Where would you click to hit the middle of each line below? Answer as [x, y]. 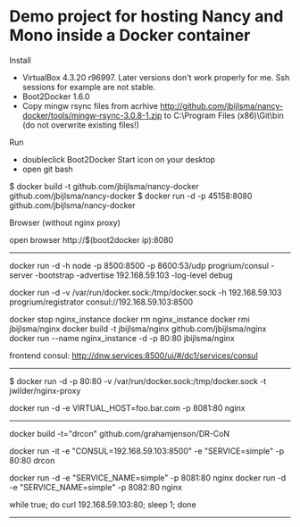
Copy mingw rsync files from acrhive [90, 105]
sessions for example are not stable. [89, 87]
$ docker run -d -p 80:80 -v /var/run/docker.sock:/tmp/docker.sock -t [138, 381]
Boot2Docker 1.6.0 [56, 96]
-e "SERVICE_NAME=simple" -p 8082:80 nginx [96, 487]
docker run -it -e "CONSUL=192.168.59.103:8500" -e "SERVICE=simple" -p [146, 451]
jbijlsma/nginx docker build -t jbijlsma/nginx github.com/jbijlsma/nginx [138, 329]
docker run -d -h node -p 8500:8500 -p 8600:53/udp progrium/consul [139, 265]
